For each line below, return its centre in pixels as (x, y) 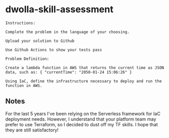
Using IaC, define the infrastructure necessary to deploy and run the (83, 81)
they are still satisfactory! (32, 130)
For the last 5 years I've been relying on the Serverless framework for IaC (83, 113)
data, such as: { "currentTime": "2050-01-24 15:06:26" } (69, 72)
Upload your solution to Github (40, 41)
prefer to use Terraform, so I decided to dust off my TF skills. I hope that (82, 124)
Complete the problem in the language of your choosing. (68, 32)
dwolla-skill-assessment (60, 9)
